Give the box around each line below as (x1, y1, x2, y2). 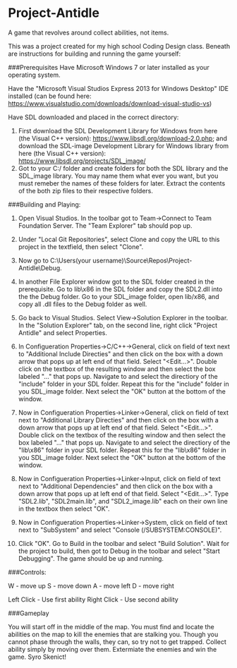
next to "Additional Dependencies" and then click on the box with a (18, 482, 213, 490)
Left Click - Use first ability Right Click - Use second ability (8, 595, 178, 604)
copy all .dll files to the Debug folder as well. (18, 300, 147, 308)
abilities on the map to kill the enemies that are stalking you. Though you (8, 630, 219, 638)
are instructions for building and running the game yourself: (8, 49, 181, 58)
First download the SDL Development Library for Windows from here (18, 126, 218, 135)
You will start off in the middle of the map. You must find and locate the (8, 622, 214, 631)
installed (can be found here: (8, 92, 92, 100)
